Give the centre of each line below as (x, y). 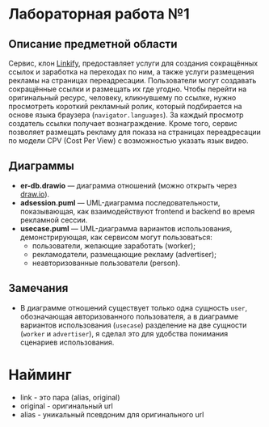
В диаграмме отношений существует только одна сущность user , (134, 307)
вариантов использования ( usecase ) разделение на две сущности (133, 325)
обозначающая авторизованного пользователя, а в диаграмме (129, 316)
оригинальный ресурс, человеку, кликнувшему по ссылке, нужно (122, 97)
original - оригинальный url (66, 406)
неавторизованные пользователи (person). (106, 263)
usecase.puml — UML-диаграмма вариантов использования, (126, 228)
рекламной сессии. (54, 220)
